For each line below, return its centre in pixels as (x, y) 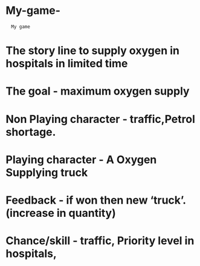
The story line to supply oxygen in (92, 51)
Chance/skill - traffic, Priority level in (100, 241)
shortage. (31, 132)
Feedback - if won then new (77, 200)
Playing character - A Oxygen (81, 160)
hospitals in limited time (67, 64)
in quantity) (86, 213)
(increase (30, 213)
